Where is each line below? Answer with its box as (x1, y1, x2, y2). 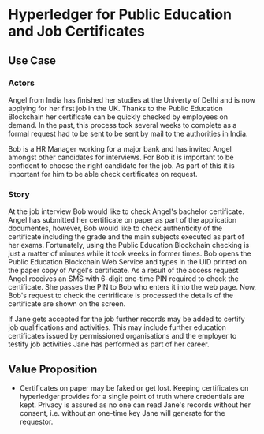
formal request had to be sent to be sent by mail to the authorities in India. (8, 129, 248, 138)
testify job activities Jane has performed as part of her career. (8, 339, 210, 349)
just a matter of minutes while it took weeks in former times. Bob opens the (8, 249, 251, 258)
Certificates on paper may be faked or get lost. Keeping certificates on (19, 383, 249, 392)
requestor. (19, 417, 54, 426)
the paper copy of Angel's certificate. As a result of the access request (8, 266, 239, 275)
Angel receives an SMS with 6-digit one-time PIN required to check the (8, 274, 239, 283)
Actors (8, 77, 35, 88)
